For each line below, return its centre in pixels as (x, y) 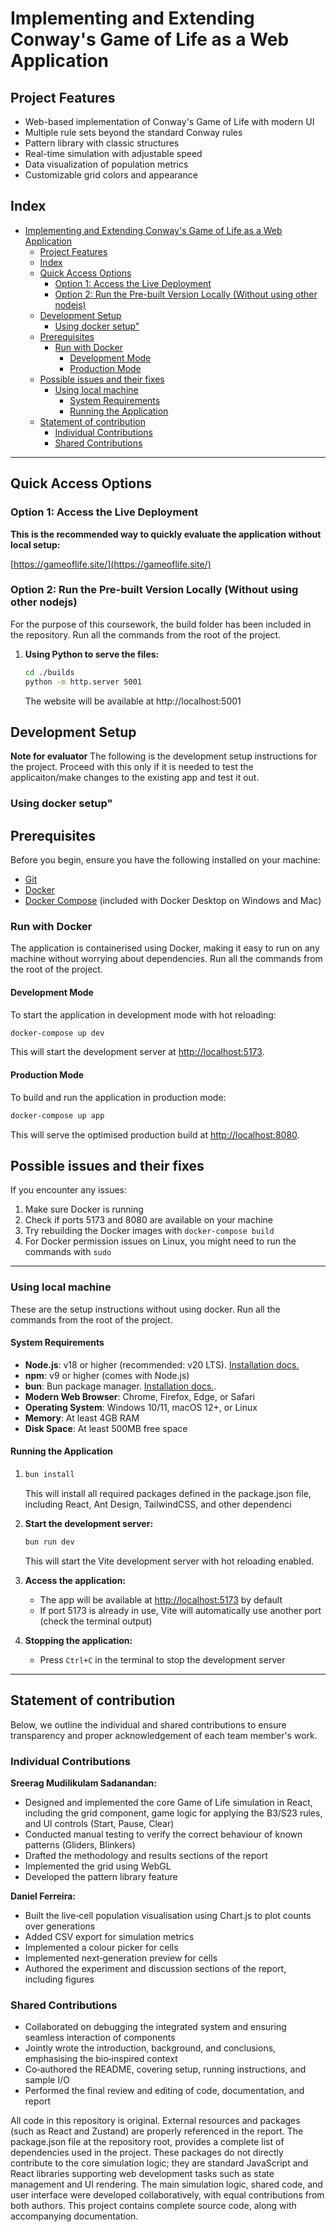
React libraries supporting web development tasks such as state (142, 2174)
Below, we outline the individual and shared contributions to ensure (148, 1724)
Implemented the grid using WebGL (98, 1866)
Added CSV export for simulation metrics (109, 1936)
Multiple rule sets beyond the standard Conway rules (133, 132)
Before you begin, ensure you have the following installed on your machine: (165, 860)
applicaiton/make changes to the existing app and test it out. (135, 778)
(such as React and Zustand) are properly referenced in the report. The (157, 2131)
